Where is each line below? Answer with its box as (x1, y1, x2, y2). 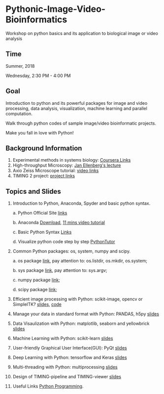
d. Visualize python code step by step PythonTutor (12, 239, 115, 245)
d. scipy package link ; (12, 287, 58, 293)
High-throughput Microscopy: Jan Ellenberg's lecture (12, 162, 121, 169)
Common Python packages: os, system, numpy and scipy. (12, 248, 131, 254)
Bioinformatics (5, 14, 67, 25)
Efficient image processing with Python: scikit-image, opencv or (12, 296, 143, 302)
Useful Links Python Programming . (12, 383, 84, 389)
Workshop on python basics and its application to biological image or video (5, 30, 158, 36)
